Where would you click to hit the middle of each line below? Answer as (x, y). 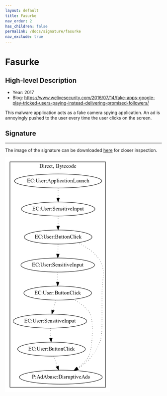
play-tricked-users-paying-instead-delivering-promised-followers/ (81, 103)
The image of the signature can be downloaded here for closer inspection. (81, 150)
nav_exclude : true (24, 37)
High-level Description (41, 80)
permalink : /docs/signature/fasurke (43, 32)
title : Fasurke (21, 16)
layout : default (22, 10)
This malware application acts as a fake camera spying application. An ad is (83, 113)
